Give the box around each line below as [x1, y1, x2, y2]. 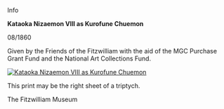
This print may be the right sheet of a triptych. [7, 82, 140, 90]
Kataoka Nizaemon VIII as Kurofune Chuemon [7, 20, 144, 27]
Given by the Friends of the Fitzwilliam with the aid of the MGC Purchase [7, 47, 218, 55]
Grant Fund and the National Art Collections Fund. [7, 54, 152, 63]
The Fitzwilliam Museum [7, 95, 78, 103]
